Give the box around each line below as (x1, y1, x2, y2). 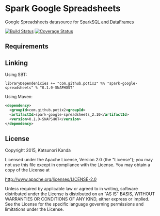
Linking (5, 59, 28, 67)
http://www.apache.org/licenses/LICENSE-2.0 (5, 176, 97, 182)
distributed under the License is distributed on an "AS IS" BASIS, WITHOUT (5, 191, 155, 197)
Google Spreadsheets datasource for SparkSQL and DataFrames (5, 19, 134, 25)
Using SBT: (5, 72, 27, 77)
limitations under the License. (5, 206, 64, 212)
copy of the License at (5, 167, 50, 173)
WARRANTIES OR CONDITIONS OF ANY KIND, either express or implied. (5, 196, 149, 202)
